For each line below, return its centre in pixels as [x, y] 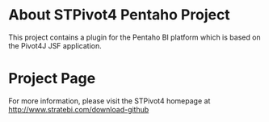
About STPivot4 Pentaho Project [119, 15]
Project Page [52, 79]
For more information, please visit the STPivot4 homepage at [109, 101]
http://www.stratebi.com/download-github [79, 109]
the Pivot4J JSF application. [55, 45]
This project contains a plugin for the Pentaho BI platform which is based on [134, 37]
